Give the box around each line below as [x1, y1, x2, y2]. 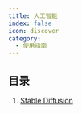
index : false [8, 19, 52, 27]
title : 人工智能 [8, 11, 58, 20]
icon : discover [8, 27, 59, 35]
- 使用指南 [15, 42, 47, 50]
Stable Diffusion [19, 95, 74, 105]
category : [8, 34, 42, 43]
